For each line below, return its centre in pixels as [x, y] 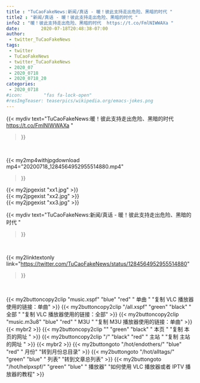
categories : [21, 84]
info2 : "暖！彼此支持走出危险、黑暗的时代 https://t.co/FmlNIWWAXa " [90, 23]
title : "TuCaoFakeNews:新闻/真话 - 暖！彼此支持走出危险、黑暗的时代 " [90, 12]
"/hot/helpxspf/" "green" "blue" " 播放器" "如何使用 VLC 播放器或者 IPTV [95, 366]
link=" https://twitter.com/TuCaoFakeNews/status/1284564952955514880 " [98, 263]
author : [16, 34]
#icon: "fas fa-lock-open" [49, 95]
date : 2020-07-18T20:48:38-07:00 [57, 28]
